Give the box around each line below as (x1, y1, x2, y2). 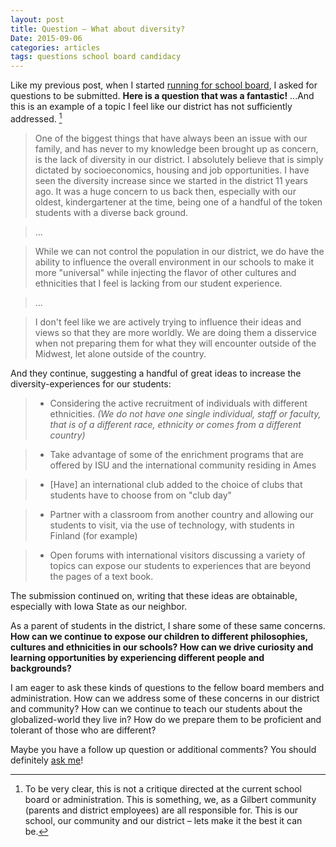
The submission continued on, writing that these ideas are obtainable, (10, 589, 298, 601)
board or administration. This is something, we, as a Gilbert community (24, 793, 317, 805)
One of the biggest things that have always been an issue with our (34, 132, 308, 144)
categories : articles (10, 42, 101, 53)
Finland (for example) (49, 529, 138, 541)
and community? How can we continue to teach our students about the (10, 702, 303, 715)
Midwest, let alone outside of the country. (34, 347, 207, 360)
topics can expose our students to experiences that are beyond (49, 559, 312, 571)
